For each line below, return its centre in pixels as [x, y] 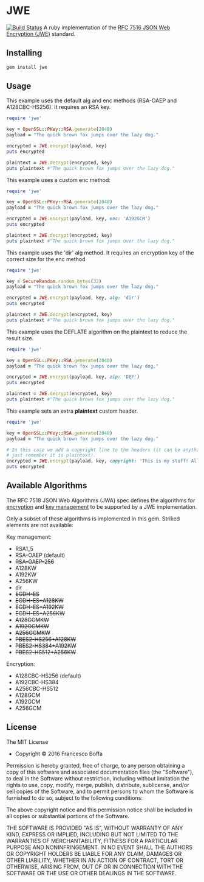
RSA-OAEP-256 [35, 561]
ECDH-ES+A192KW [39, 607]
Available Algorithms [47, 485]
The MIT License [27, 742]
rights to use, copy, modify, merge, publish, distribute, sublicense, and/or [98, 785]
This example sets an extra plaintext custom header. [72, 411]
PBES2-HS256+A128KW [46, 639]
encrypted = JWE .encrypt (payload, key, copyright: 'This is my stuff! [97, 461]
